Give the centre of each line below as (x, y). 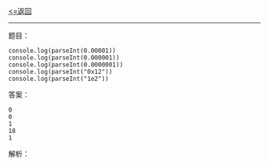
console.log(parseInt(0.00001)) (62, 51)
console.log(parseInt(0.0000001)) (66, 65)
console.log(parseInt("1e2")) (59, 79)
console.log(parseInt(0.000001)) (64, 58)
